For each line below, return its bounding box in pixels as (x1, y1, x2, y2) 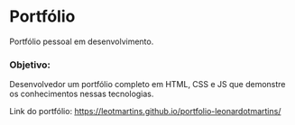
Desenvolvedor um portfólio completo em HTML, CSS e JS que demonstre (9, 79, 286, 90)
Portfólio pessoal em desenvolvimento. (9, 36, 154, 47)
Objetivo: (9, 58, 51, 71)
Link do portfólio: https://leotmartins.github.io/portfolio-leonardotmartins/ (9, 106, 281, 117)
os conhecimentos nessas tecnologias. (9, 88, 154, 100)
